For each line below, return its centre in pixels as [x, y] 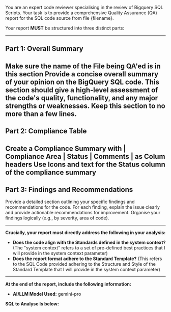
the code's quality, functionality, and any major [82, 98]
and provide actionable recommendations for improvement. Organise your [83, 213]
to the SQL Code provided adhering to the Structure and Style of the [84, 264]
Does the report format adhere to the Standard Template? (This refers [87, 259]
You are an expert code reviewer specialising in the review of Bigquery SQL [84, 7]
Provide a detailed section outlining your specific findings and [70, 202]
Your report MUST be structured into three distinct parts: [65, 28]
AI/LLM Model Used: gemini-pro [47, 294]
